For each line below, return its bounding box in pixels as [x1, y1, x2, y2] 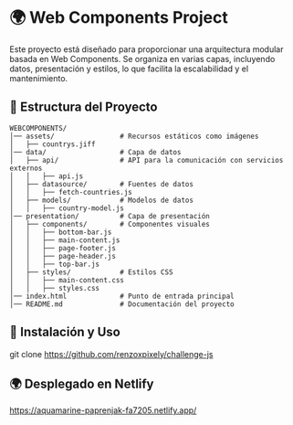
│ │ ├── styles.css [9, 283, 100, 292]
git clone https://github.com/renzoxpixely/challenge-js [9, 348, 214, 359]
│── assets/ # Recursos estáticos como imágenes [9, 132, 259, 141]
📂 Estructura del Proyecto [9, 100, 158, 115]
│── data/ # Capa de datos [9, 147, 182, 156]
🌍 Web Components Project [9, 7, 228, 28]
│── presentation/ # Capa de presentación [9, 211, 210, 220]
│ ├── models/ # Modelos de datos [9, 196, 194, 205]
